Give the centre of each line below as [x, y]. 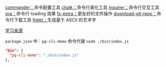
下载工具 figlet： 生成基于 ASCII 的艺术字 [55, 20]
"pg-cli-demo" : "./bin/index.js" [44, 55]
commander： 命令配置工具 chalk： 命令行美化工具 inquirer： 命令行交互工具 [82, 7]
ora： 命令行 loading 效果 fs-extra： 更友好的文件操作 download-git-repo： [81, 13]
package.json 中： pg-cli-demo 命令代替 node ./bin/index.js [67, 41]
